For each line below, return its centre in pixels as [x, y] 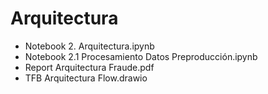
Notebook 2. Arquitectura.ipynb [89, 46]
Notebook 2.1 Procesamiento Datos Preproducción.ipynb [141, 56]
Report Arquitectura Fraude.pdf [89, 67]
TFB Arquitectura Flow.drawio [86, 78]
